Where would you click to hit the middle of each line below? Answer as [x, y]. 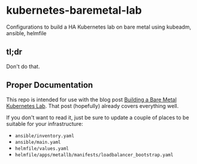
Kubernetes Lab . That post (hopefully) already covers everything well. [93, 106]
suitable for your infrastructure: [45, 123]
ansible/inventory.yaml [45, 136]
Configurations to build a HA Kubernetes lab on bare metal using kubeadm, [99, 27]
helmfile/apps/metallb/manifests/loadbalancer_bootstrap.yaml [94, 155]
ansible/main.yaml [38, 142]
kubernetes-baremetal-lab [74, 10]
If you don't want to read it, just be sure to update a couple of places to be [98, 117]
